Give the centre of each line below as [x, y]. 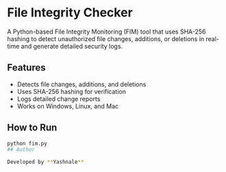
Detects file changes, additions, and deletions [81, 84]
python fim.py [27, 143]
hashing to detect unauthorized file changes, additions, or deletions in [106, 38]
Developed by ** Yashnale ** [46, 162]
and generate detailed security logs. [72, 46]
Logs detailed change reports [59, 99]
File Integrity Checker [70, 13]
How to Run [32, 128]
